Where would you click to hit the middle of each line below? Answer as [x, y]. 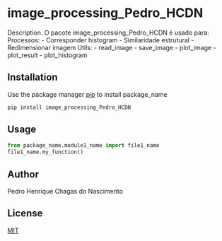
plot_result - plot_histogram [47, 55]
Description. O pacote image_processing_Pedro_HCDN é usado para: [109, 33]
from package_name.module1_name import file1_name [83, 146]
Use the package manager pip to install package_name [87, 94]
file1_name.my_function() [45, 152]
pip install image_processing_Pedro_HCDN [69, 107]
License [25, 213]
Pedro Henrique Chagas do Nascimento [65, 191]
